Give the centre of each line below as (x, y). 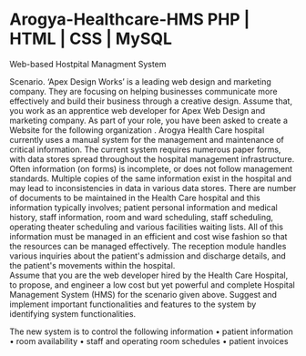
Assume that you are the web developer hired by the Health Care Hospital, (149, 275)
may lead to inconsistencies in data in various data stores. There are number (153, 188)
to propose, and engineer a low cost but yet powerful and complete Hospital (153, 285)
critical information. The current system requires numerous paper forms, (145, 149)
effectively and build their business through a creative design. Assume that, (151, 101)
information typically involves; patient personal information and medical (143, 207)
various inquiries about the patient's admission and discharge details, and (148, 256)
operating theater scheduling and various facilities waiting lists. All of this (147, 227)
